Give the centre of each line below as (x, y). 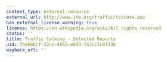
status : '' (20, 34)
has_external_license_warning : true (52, 22)
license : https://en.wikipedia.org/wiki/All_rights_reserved (84, 28)
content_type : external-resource (48, 12)
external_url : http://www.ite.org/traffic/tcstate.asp (76, 17)
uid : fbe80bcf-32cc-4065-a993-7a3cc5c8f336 (61, 45)
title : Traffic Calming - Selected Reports (61, 39)
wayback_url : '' (26, 50)
